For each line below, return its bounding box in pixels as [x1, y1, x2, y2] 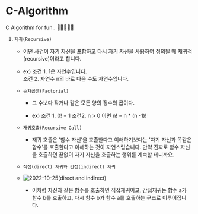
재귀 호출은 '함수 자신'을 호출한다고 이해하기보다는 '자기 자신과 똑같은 [31, 136, 192, 143]
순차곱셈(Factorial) [23, 88, 69, 94]
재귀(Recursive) [14, 36, 52, 42]
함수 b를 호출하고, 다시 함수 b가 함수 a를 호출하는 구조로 [31, 194, 161, 201]
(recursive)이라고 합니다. [23, 55, 82, 62]
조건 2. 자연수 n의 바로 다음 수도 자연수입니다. [23, 75, 129, 82]
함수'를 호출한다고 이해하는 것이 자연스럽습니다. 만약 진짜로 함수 [31, 143, 179, 150]
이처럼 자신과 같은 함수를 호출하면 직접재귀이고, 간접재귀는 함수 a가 [31, 186, 187, 194]
